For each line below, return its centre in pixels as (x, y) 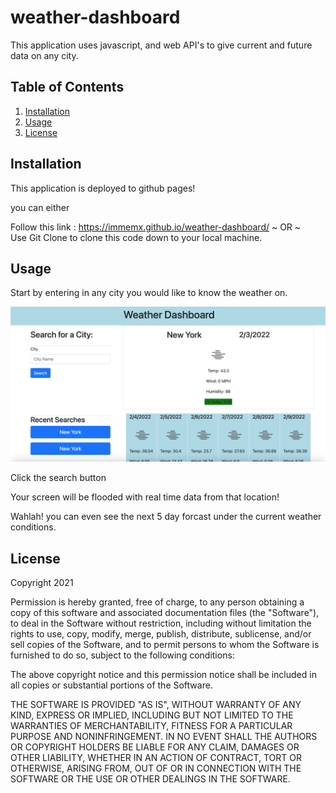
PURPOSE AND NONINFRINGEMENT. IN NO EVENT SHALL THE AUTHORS (164, 737)
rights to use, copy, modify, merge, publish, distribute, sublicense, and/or (161, 634)
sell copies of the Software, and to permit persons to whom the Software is (165, 645)
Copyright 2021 (42, 583)
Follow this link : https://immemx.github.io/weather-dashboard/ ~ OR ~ (156, 227)
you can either (40, 207)
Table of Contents (67, 87)
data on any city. (44, 55)
